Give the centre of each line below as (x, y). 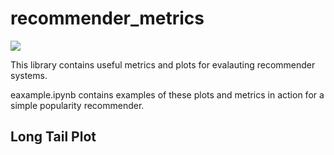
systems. (29, 75)
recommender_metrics (107, 18)
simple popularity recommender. (77, 105)
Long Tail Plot (53, 137)
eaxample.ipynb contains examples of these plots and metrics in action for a (167, 94)
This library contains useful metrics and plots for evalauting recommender (163, 64)
